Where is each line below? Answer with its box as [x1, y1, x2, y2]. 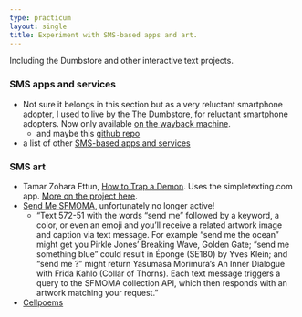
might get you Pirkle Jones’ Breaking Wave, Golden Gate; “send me [36, 239, 290, 250]
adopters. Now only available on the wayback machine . [22, 118, 231, 128]
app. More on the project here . [22, 190, 139, 201]
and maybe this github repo [36, 128, 141, 138]
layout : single [9, 22, 68, 31]
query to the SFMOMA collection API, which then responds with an [36, 277, 287, 288]
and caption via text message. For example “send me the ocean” [36, 229, 280, 240]
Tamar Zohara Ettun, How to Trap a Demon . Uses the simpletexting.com [22, 180, 294, 191]
